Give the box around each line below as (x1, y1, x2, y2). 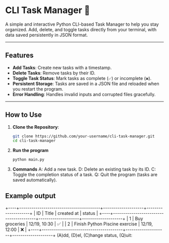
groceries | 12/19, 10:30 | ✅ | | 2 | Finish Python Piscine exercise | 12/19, (5, 221, 153, 227)
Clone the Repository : (12, 124, 59, 130)
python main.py (12, 157, 45, 163)
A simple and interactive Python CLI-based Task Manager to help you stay (5, 21, 159, 27)
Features (5, 51, 34, 60)
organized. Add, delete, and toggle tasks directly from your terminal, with (5, 26, 157, 32)
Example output (5, 191, 56, 200)
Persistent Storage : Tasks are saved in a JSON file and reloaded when (12, 80, 159, 87)
